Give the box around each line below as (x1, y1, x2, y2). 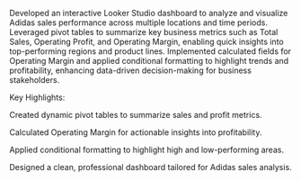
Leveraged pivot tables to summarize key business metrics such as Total (9, 27, 279, 37)
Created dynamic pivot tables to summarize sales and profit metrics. (9, 110, 262, 120)
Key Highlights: (9, 92, 66, 103)
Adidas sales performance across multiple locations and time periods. (9, 17, 268, 28)
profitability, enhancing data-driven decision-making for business (9, 65, 252, 76)
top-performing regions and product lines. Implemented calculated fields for (9, 46, 292, 57)
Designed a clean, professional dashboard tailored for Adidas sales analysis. (9, 162, 292, 172)
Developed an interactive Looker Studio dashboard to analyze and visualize (9, 8, 288, 18)
